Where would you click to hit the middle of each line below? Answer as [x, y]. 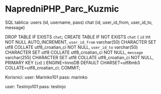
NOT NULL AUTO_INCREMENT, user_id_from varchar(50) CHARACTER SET [81, 42]
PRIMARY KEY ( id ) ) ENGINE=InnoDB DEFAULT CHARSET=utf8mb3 [72, 63]
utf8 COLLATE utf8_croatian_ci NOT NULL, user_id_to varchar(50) [72, 47]
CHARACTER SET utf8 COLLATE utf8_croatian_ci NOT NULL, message [74, 52]
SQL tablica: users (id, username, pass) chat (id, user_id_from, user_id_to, [79, 22]
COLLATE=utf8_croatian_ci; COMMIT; [43, 68]
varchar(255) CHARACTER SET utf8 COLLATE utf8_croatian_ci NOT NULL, [80, 57]
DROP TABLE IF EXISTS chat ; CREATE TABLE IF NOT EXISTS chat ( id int [78, 37]
